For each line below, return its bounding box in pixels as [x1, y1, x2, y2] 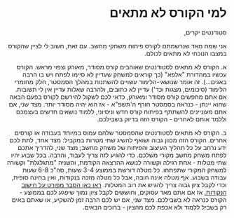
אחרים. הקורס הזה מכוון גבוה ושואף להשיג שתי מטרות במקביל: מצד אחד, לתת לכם [9, 135, 227, 144]
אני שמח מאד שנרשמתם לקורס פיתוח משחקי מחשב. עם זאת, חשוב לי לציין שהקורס [8, 41, 227, 50]
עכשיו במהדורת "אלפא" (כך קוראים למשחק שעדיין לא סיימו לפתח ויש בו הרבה [22, 70, 227, 79]
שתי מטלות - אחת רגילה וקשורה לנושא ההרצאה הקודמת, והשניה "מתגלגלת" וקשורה [6, 158, 227, 166]
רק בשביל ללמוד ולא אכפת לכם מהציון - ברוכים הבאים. [82, 203, 227, 211]
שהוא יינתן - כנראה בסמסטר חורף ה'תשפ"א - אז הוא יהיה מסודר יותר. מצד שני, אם [8, 100, 227, 108]
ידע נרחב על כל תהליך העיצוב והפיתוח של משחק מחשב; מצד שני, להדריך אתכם [17, 143, 227, 151]
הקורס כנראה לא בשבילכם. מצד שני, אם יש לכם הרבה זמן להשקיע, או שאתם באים [11, 195, 227, 204]
